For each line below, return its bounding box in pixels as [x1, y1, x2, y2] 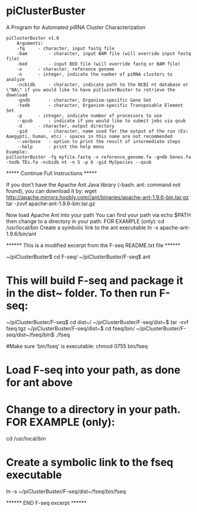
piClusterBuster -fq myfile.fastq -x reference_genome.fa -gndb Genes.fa [6, 154, 192, 160]
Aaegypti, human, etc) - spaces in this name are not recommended [6, 133, 173, 140]
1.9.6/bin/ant [6, 230, 37, 237]
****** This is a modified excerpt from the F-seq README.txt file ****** [6, 241, 181, 249]
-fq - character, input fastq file [17, 46, 115, 51]
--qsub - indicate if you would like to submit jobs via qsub [17, 118, 186, 124]
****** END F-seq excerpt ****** [6, 499, 87, 506]
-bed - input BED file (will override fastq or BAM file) [17, 61, 181, 67]
